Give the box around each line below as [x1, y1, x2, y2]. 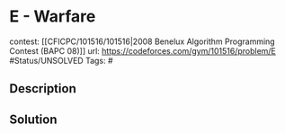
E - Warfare [9, 6, 96, 27]
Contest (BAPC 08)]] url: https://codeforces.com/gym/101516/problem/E [9, 45, 277, 56]
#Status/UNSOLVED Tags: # [9, 55, 114, 66]
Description [9, 81, 76, 96]
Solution [9, 111, 58, 127]
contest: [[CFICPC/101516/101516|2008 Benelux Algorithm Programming [9, 36, 276, 47]
